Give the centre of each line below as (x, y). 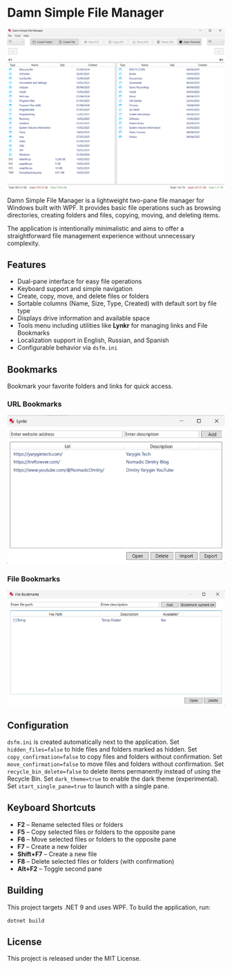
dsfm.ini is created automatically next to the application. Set (93, 742)
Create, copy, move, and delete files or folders (83, 296)
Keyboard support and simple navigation (75, 289)
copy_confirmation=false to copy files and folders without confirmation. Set (115, 756)
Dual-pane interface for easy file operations (79, 281)
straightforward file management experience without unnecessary (101, 235)
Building (25, 890)
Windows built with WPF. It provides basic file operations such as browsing (114, 207)
